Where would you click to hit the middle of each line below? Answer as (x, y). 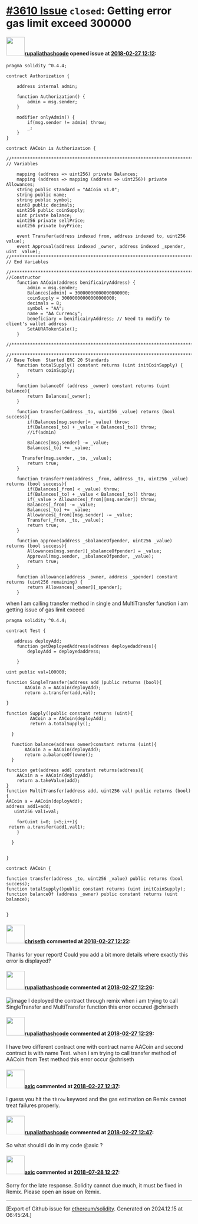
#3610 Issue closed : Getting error (89, 11)
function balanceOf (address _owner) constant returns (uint (93, 386)
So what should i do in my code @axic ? (55, 1146)
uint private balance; (44, 216)
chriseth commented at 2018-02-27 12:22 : (77, 941)
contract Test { (26, 631)
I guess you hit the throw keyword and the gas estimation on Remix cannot (96, 1099)
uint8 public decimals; (46, 205)
